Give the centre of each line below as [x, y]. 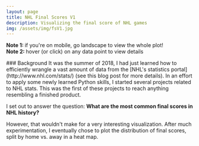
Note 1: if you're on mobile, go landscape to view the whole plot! [85, 45]
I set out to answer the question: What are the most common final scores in [99, 106]
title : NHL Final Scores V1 [41, 17]
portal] [179, 70]
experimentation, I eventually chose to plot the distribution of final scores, [96, 131]
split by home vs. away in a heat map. [52, 137]
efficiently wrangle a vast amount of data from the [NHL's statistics [88, 70]
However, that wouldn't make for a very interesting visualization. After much [99, 124]
